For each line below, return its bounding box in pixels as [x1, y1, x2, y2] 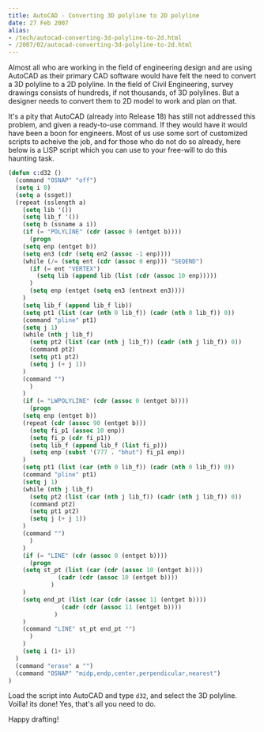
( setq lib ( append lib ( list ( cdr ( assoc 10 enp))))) [36, 272, 217, 280]
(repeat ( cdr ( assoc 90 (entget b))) [22, 419, 147, 427]
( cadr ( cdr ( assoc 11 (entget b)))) [61, 603, 182, 611]
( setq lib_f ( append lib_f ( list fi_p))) [28, 441, 168, 449]
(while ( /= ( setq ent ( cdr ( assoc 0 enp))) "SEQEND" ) [22, 257, 203, 265]
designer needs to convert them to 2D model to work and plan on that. [8, 97, 237, 106]
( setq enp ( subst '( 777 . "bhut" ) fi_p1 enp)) [28, 449, 186, 457]
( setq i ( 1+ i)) [22, 647, 77, 655]
